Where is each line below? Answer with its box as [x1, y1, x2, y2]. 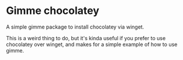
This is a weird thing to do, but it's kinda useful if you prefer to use [6, 34, 166, 41]
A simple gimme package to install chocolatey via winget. [6, 23, 144, 30]
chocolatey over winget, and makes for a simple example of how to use [6, 41, 178, 48]
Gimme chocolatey [6, 4, 99, 17]
